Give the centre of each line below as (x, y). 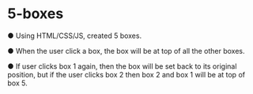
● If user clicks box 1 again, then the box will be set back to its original (122, 66)
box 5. (18, 83)
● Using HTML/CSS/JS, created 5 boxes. (75, 36)
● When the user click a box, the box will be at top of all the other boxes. (126, 51)
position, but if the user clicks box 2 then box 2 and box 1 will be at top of (126, 74)
